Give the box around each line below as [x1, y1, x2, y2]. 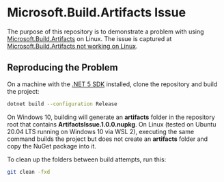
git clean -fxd [7, 168, 51, 175]
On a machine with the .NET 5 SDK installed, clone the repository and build [7, 80, 218, 88]
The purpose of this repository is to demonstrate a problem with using [7, 27, 204, 36]
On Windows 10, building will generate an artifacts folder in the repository [7, 113, 215, 121]
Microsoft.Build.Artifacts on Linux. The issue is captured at [7, 34, 172, 42]
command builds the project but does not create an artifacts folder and [7, 135, 208, 143]
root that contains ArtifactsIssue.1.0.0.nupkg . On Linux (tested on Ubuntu [7, 120, 216, 128]
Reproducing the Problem [7, 62, 118, 73]
